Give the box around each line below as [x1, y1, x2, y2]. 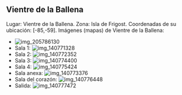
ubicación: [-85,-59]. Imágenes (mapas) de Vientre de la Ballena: [6, 27, 164, 34]
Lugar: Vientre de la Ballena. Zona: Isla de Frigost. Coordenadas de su [6, 20, 176, 27]
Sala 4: [14, 63, 32, 70]
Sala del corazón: [14, 76, 57, 83]
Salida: [14, 82, 31, 89]
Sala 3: [14, 57, 32, 64]
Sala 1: [14, 44, 31, 51]
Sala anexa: [14, 69, 43, 76]
